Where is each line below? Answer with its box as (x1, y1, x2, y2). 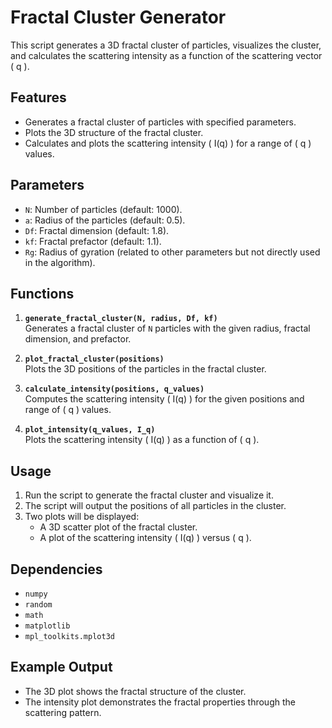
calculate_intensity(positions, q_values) (24, 384, 205, 395)
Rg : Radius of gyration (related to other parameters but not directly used (24, 246, 321, 258)
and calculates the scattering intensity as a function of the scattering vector (10, 49, 323, 61)
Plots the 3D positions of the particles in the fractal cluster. (24, 363, 267, 375)
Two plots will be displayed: (24, 511, 140, 523)
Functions (10, 285, 75, 302)
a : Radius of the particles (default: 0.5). (24, 214, 186, 226)
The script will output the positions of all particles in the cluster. (24, 500, 287, 512)
